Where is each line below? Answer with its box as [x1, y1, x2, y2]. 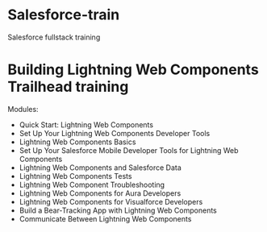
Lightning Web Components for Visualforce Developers [19, 197, 203, 206]
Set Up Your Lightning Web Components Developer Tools [19, 128, 211, 138]
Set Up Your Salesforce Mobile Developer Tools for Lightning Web [19, 145, 239, 155]
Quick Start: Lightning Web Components [19, 119, 154, 130]
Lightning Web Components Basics [19, 137, 136, 147]
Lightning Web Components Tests [19, 171, 132, 180]
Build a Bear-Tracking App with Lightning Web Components [19, 205, 217, 215]
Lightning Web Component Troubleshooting [19, 180, 165, 189]
